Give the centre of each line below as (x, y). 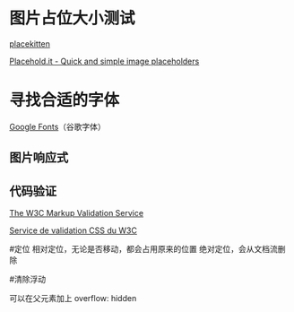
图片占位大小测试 (73, 18)
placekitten (30, 43)
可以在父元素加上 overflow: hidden (73, 299)
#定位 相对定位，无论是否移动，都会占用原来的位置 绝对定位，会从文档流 (143, 249)
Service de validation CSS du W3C (73, 230)
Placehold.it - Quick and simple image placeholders (104, 61)
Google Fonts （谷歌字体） (57, 126)
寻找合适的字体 (65, 100)
